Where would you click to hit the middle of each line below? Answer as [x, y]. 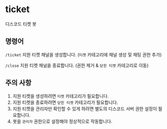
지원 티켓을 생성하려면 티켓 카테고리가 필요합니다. [61, 96]
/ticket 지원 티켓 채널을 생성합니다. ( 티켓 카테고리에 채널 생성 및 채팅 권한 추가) [83, 55]
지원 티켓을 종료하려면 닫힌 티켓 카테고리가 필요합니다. [65, 102]
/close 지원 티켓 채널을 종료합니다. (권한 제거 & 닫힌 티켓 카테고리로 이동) [77, 65]
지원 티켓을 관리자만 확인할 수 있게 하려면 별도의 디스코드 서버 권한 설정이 [85, 109]
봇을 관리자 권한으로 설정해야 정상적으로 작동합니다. [62, 121]
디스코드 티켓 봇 [21, 24]
